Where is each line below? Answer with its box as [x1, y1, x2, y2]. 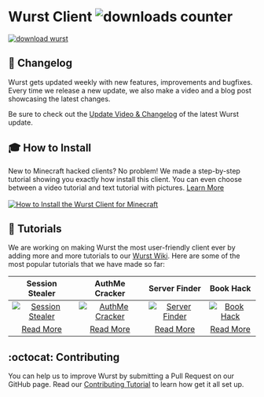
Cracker [94, 288, 126, 299]
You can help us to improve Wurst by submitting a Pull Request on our [8, 371, 234, 381]
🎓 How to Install [8, 141, 92, 155]
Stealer [27, 288, 56, 299]
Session [26, 279, 57, 290]
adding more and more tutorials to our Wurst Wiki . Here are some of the [8, 251, 241, 260]
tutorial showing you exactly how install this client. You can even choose [8, 174, 242, 184]
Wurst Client [8, 8, 93, 26]
